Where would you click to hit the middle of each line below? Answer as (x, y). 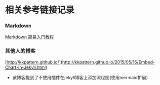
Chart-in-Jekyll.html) (26, 67)
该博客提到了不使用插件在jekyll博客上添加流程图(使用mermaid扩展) (80, 77)
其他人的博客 (20, 51)
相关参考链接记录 (40, 10)
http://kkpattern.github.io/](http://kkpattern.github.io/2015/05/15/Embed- (81, 62)
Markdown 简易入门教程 (30, 37)
